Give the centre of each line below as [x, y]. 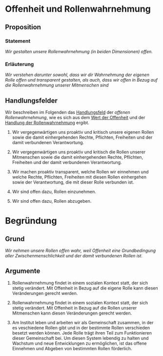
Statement [18, 41]
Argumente [23, 271]
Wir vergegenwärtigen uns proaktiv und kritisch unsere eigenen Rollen [83, 132]
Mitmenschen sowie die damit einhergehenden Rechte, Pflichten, [77, 157]
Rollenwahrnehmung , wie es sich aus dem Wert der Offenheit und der [75, 117]
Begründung [31, 221]
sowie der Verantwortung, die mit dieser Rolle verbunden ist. [73, 182]
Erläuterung [20, 64]
